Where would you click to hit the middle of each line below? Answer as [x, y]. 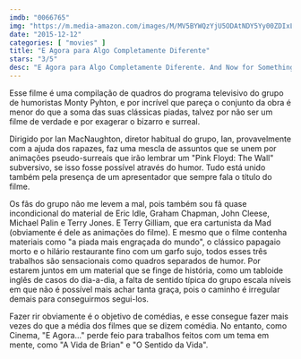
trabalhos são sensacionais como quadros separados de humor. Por [135, 261]
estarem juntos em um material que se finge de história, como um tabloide [146, 270]
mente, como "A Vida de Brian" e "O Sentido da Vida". [109, 345]
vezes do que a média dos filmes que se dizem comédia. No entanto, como [148, 325]
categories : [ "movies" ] [57, 43]
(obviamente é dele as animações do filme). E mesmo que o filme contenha [148, 232]
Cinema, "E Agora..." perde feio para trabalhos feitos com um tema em [139, 335]
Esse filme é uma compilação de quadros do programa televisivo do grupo [146, 93]
